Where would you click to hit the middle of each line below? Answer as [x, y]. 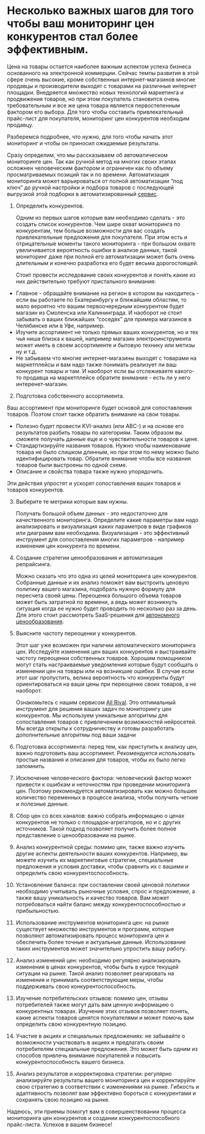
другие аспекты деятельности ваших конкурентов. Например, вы [102, 853]
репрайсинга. [34, 564]
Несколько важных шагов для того [100, 11]
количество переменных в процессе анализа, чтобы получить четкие [107, 797]
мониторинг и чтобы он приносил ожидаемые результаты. [84, 143]
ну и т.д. [26, 351]
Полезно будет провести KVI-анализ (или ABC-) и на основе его [100, 426]
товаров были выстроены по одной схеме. [71, 465]
